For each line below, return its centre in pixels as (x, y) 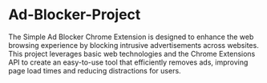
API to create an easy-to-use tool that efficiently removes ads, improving (128, 62)
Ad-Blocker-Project (75, 15)
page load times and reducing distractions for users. (95, 70)
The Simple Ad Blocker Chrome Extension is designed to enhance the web (131, 37)
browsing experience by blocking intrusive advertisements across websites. (133, 45)
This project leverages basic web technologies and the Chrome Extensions (132, 53)
